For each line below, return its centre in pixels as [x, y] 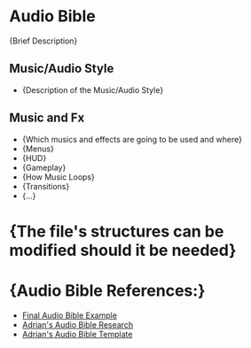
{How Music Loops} [58, 177]
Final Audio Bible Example [70, 315]
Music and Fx [47, 118]
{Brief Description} [43, 41]
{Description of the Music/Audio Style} [93, 89]
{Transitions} [46, 186]
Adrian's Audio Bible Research [78, 324]
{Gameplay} [44, 167]
